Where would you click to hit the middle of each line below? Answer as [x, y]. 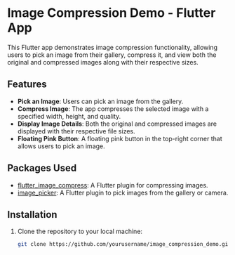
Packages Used [42, 168]
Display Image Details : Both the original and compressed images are [117, 124]
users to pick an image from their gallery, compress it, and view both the [112, 55]
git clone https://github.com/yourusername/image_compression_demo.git [124, 244]
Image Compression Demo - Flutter [112, 13]
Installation [32, 215]
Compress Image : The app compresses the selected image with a [113, 109]
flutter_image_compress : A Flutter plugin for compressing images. [113, 185]
